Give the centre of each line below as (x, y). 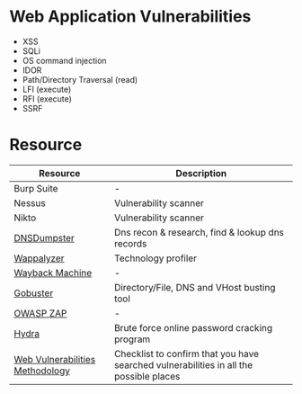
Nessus (30, 202)
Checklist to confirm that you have (186, 354)
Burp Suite (36, 188)
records (130, 243)
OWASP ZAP (40, 313)
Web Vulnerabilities (55, 359)
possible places (147, 376)
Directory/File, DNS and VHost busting (195, 287)
